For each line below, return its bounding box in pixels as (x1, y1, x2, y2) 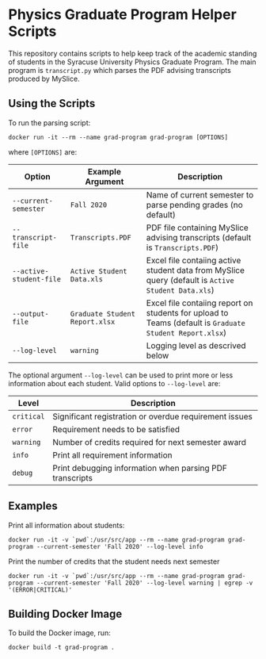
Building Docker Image (8, 607, 123, 620)
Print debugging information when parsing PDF (52, 462, 227, 473)
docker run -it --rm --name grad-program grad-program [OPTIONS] (8, 133, 228, 141)
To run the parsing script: (8, 117, 91, 128)
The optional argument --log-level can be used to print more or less (8, 370, 234, 380)
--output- (12, 309, 49, 318)
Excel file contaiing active (146, 255, 241, 266)
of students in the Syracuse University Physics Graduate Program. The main (8, 57, 256, 67)
